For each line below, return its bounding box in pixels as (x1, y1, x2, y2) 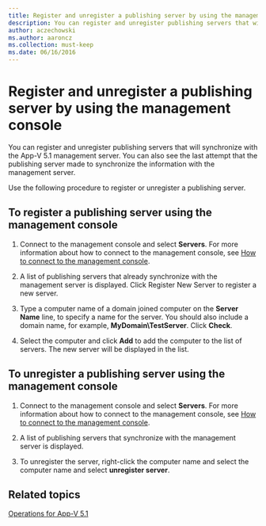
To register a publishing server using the (8, 206, 212, 219)
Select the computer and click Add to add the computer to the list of (19, 336, 243, 345)
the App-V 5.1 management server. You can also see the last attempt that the (8, 151, 258, 160)
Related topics (8, 488, 81, 501)
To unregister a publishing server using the (8, 368, 226, 381)
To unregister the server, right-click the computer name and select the (19, 456, 249, 466)
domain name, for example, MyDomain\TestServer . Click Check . (19, 320, 233, 330)
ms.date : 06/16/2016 (8, 48, 77, 56)
